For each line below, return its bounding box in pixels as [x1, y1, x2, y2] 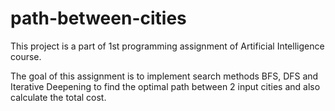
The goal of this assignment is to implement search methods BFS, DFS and [10, 70, 319, 82]
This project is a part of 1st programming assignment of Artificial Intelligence [10, 40, 325, 52]
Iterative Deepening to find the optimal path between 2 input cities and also [10, 80, 321, 92]
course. [10, 50, 42, 62]
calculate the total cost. [10, 91, 107, 103]
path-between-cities [10, 7, 187, 30]
